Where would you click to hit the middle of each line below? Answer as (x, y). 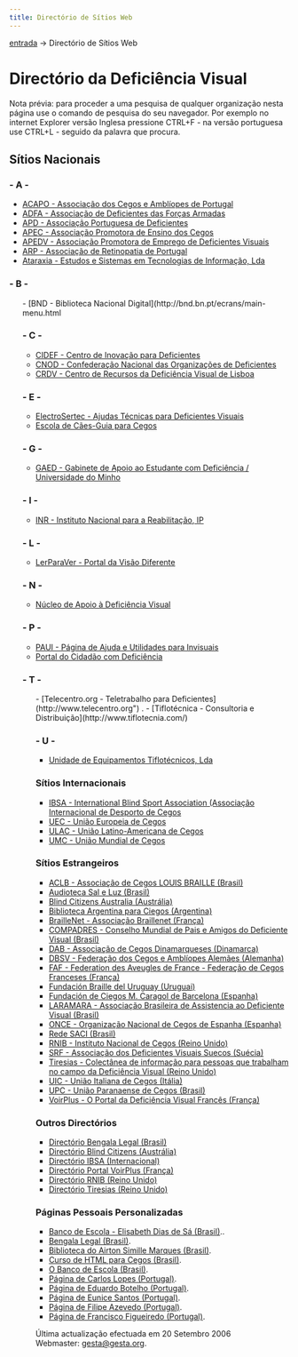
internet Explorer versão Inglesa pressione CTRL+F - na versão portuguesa (146, 122)
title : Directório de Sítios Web (71, 17)
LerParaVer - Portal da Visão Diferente (105, 563)
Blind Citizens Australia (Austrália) (110, 901)
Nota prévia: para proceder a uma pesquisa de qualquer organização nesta (146, 103)
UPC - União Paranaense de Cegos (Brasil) (127, 1090)
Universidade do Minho (78, 477)
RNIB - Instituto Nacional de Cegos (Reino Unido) (138, 1043)
